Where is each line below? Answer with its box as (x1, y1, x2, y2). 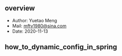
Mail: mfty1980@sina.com (12, 23, 67, 29)
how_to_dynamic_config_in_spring (5, 43, 117, 51)
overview (5, 4, 35, 13)
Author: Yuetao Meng (12, 17, 57, 23)
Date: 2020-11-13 (12, 28, 48, 34)
